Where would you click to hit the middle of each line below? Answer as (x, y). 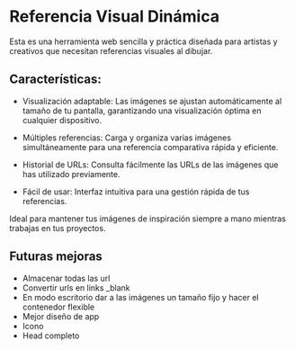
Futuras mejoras (56, 257)
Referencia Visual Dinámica (115, 17)
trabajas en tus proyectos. (58, 228)
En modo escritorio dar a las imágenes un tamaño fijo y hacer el (140, 297)
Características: (55, 80)
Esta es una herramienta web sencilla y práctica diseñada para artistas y (143, 41)
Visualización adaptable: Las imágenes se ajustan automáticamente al (152, 101)
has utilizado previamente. (71, 174)
